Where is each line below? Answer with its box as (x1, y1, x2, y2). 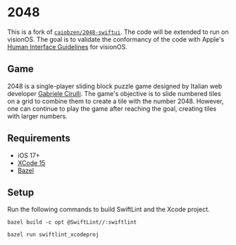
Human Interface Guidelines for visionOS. (7, 42, 128, 51)
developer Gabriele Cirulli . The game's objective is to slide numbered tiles (7, 89, 221, 97)
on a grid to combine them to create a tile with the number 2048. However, (7, 97, 224, 105)
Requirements (7, 132, 70, 145)
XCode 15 (17, 158, 46, 167)
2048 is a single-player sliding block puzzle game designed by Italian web (7, 82, 223, 90)
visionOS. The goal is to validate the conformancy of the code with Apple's (7, 35, 225, 43)
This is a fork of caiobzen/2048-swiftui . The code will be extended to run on (7, 28, 229, 36)
